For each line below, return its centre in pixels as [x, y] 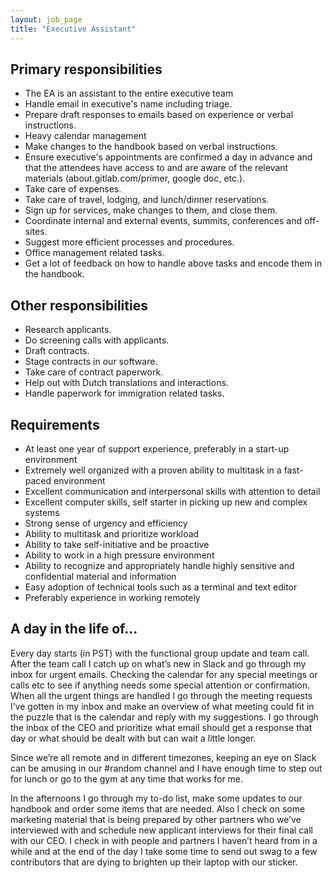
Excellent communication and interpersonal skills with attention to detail [172, 491]
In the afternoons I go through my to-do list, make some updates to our [156, 798]
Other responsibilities [79, 305]
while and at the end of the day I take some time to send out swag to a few [164, 851]
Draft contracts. [57, 351]
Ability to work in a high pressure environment [119, 555]
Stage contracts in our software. [91, 362]
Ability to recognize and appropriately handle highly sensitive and [159, 565]
